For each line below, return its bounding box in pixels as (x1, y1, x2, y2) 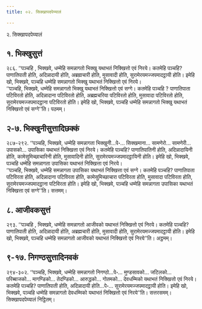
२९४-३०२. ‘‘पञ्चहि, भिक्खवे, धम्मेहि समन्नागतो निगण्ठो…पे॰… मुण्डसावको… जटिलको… (6, 268, 172, 276)
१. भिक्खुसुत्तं (6, 49, 42, 59)
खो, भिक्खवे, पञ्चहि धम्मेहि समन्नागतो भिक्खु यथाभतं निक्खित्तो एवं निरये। (6, 78, 142, 85)
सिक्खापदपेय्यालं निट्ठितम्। (6, 296, 56, 303)
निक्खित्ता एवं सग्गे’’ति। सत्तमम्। (6, 187, 68, 194)
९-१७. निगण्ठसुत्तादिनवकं (6, 252, 79, 263)
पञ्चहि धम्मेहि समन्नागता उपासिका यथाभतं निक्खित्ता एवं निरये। (6, 160, 123, 167)
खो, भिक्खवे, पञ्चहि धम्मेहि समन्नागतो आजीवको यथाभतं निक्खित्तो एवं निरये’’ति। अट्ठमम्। (6, 235, 172, 242)
